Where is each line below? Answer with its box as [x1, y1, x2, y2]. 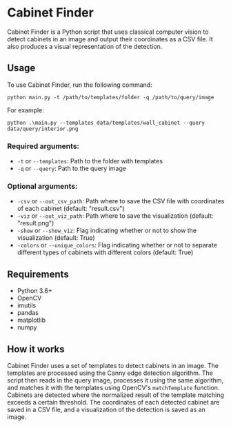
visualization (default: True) [17, 234, 95, 242]
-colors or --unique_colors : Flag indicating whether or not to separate [17, 241, 217, 249]
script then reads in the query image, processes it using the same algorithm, [7, 376, 224, 384]
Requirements [7, 268, 69, 280]
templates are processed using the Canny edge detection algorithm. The [7, 369, 214, 377]
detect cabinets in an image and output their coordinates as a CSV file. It [7, 34, 214, 43]
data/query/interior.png [7, 125, 79, 132]
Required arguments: [7, 141, 80, 151]
